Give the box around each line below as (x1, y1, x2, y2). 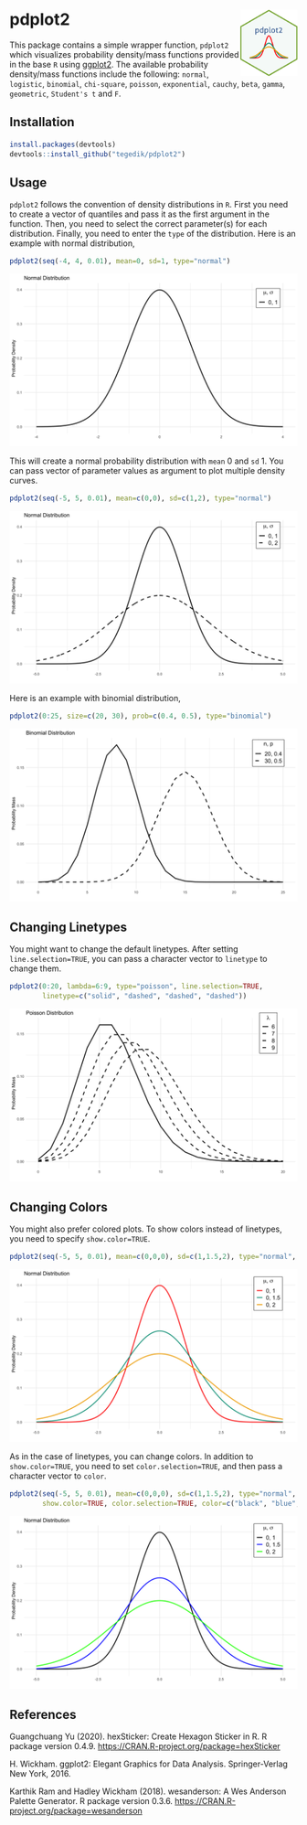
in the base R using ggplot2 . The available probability (9, 59, 208, 69)
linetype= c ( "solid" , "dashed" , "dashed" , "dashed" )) (42, 992, 248, 1001)
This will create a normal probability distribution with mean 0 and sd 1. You (9, 455, 284, 466)
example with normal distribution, (9, 238, 135, 249)
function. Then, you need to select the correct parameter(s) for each (9, 219, 268, 229)
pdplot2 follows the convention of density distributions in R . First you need (9, 199, 289, 210)
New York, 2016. (9, 1767, 71, 1778)
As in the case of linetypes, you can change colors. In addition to (9, 1451, 254, 1462)
